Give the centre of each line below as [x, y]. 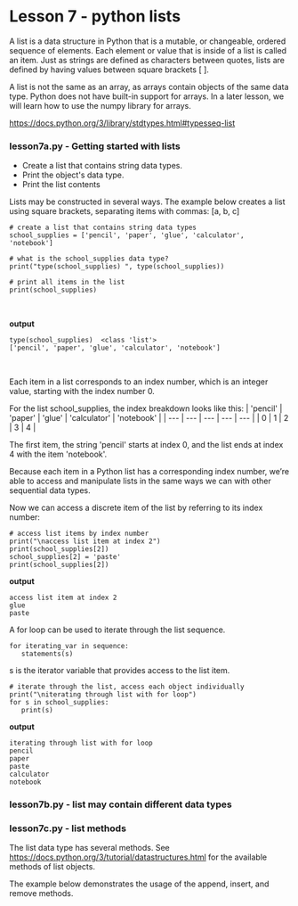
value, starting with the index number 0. [82, 391]
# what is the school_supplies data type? [89, 259]
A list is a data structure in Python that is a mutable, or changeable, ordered [148, 41]
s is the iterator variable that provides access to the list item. [120, 671]
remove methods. [41, 894]
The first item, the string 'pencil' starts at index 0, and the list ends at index [146, 445]
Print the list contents [61, 185]
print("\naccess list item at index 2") [85, 541]
